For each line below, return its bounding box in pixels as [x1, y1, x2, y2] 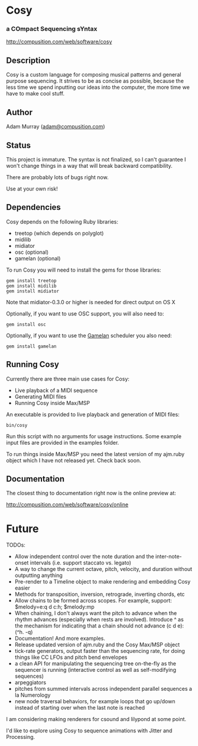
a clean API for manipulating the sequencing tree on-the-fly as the [14, 660, 176, 667]
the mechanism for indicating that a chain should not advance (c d [14, 622, 176, 629]
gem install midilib [6, 283, 57, 289]
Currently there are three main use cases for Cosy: [6, 375, 130, 382]
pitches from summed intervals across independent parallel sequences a [14, 686, 192, 693]
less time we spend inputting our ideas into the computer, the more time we [6, 84, 190, 91]
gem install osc [6, 321, 46, 327]
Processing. [6, 734, 35, 741]
